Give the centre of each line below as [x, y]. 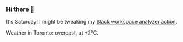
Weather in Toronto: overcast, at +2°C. [52, 33]
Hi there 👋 [20, 9]
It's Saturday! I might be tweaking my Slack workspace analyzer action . [92, 22]
